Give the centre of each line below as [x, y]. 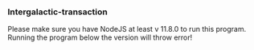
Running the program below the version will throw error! [100, 37]
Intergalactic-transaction [57, 12]
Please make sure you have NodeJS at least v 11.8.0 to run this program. [127, 29]
